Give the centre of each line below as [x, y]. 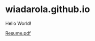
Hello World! [18, 23]
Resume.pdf [18, 33]
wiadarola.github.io [48, 9]
